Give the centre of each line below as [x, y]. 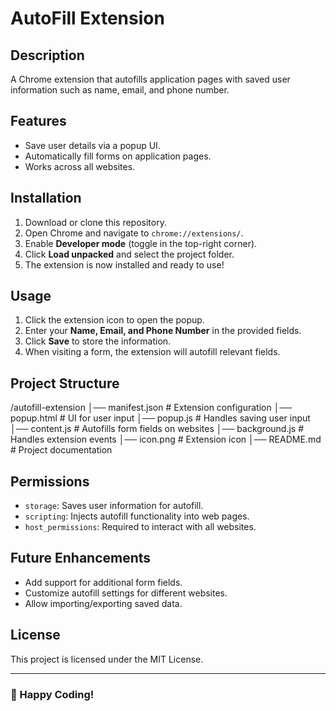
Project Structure [65, 383]
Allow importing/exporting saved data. [103, 603]
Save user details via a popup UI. [92, 145]
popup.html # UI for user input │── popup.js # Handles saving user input [160, 418]
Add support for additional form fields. [103, 582]
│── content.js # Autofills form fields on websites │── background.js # [157, 429]
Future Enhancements [81, 558]
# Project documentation [61, 450]
